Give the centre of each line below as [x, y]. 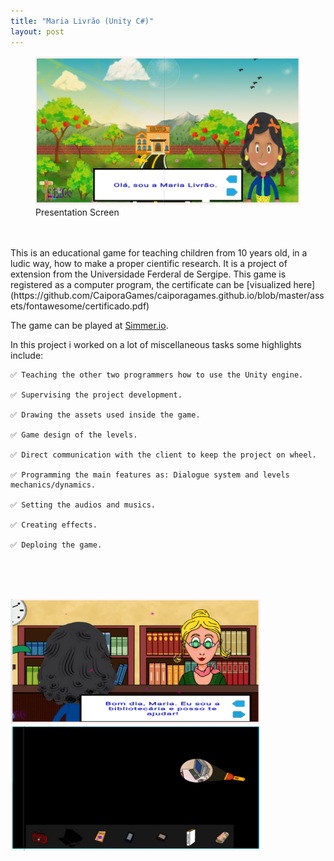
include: [27, 355]
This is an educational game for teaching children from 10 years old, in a [159, 252]
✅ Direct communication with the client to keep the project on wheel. [163, 455]
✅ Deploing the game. [56, 545]
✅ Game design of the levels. [74, 435]
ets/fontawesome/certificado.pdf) [80, 306]
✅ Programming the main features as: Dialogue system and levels [150, 475]
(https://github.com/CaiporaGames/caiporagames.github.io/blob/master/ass [167, 295]
